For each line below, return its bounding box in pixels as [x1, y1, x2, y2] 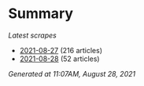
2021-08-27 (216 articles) [19, 45, 103, 55]
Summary [8, 5, 73, 23]
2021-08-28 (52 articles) [19, 54, 100, 63]
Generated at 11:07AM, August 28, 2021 [8, 69, 136, 78]
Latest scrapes [8, 30, 57, 40]
